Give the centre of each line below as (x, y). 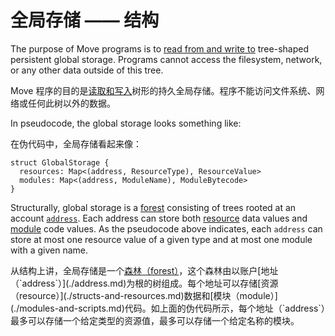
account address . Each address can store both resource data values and (159, 218)
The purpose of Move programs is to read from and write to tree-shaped (159, 48)
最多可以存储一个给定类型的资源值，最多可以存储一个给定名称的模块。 (155, 320)
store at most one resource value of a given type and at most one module (161, 239)
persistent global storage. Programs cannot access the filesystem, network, (166, 59)
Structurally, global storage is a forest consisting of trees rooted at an (153, 207)
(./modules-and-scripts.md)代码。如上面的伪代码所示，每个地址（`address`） (168, 308)
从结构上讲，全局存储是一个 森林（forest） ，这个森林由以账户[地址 (144, 270)
